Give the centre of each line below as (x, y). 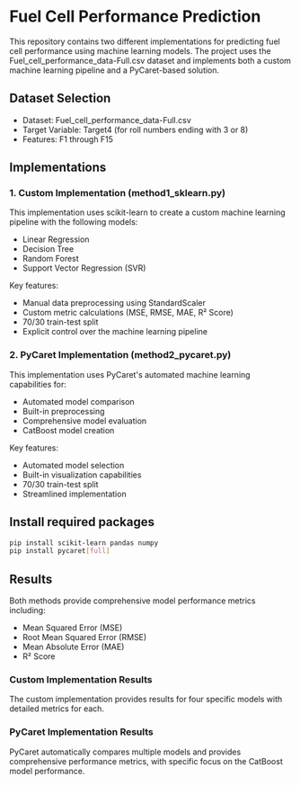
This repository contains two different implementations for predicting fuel (145, 41)
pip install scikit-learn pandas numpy (84, 543)
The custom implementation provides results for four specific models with (146, 700)
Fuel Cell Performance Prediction (135, 17)
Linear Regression (56, 239)
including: (28, 611)
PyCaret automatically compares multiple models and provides (125, 752)
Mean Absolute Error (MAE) (73, 647)
